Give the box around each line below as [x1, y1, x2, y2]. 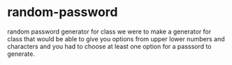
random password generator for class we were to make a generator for [7, 27, 212, 36]
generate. [7, 50, 35, 58]
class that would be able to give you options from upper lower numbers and [7, 34, 225, 43]
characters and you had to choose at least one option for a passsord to [7, 42, 212, 50]
